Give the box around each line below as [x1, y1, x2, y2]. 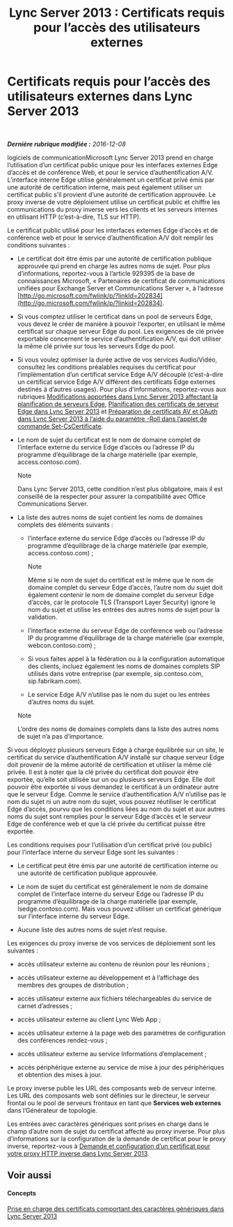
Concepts [7, 1189, 36, 1197]
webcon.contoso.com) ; [27, 641, 96, 649]
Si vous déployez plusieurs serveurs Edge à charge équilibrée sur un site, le [7, 746, 225, 754]
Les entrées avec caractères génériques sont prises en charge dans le [7, 1120, 209, 1128]
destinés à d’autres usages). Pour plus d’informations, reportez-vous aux [17, 385, 227, 393]
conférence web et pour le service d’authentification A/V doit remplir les [7, 233, 214, 242]
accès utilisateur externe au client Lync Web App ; [17, 1015, 161, 1024]
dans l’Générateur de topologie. [7, 1106, 97, 1114]
